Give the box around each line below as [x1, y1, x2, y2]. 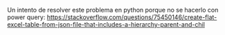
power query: [7, 13, 46, 21]
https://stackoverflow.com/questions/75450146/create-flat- [46, 13, 217, 21]
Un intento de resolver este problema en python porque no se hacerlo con [7, 6, 219, 14]
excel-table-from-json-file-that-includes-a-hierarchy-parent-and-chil [7, 21, 206, 28]
